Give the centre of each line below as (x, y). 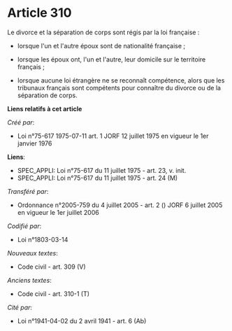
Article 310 (39, 13)
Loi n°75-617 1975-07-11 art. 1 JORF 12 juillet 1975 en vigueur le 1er (113, 136)
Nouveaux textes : (32, 253)
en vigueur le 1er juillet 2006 (58, 212)
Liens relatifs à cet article (45, 108)
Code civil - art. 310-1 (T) (53, 294)
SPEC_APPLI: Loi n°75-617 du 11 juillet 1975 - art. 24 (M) (97, 178)
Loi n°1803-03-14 (43, 239)
